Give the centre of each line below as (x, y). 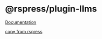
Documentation (21, 22)
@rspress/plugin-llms (51, 9)
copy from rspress (24, 31)
